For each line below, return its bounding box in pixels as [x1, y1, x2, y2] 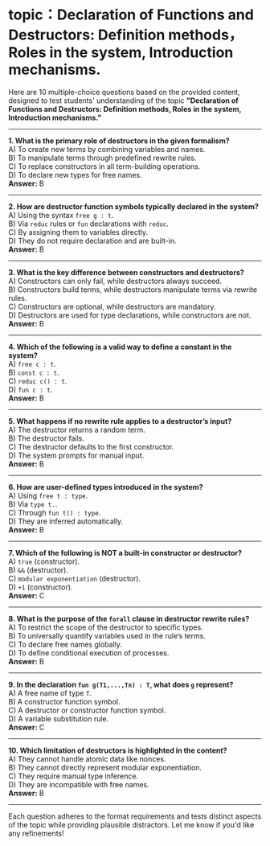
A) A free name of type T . [8, 688, 92, 698]
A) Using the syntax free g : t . [8, 210, 114, 220]
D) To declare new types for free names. [8, 170, 142, 179]
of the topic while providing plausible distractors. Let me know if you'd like [8, 819, 255, 829]
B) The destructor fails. [8, 433, 84, 443]
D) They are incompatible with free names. [8, 779, 150, 789]
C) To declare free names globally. [8, 639, 123, 649]
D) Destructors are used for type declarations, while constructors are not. [8, 310, 252, 320]
